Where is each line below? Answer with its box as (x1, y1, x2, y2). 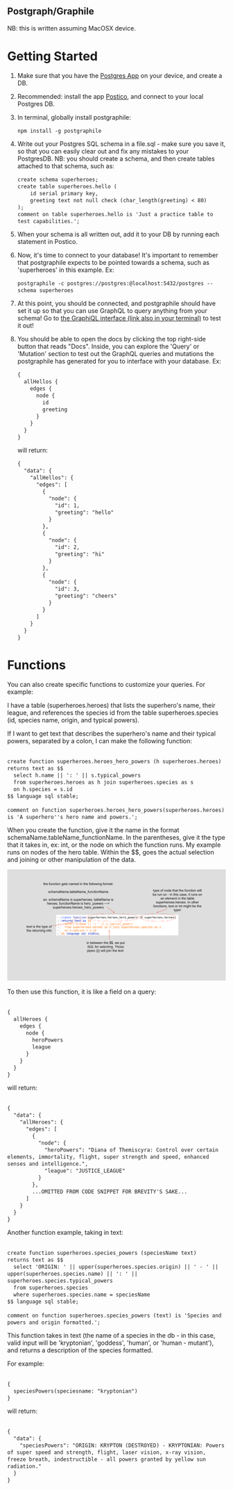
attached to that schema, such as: (17, 161, 114, 170)
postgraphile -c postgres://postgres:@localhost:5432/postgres (17, 280, 205, 287)
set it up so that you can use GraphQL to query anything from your (17, 306, 208, 315)
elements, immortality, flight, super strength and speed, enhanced (7, 1153, 209, 1160)
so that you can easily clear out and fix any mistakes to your (17, 147, 189, 155)
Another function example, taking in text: (7, 1229, 123, 1237)
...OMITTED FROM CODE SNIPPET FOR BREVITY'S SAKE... (32, 1188, 188, 1195)
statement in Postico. (17, 237, 78, 245)
